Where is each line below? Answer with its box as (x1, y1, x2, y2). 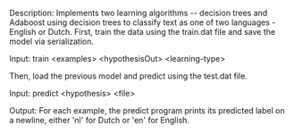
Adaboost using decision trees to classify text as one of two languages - (9, 17, 276, 28)
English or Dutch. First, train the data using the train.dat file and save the (9, 27, 275, 37)
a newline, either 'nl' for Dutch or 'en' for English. (9, 115, 190, 125)
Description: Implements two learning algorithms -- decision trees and (9, 8, 268, 18)
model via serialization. (9, 36, 95, 46)
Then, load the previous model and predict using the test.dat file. (9, 71, 248, 81)
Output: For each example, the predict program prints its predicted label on (9, 105, 285, 115)
